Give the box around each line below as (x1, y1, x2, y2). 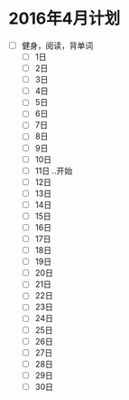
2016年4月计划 (8, 8, 121, 29)
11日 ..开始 (34, 165, 73, 176)
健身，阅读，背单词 (21, 40, 94, 51)
